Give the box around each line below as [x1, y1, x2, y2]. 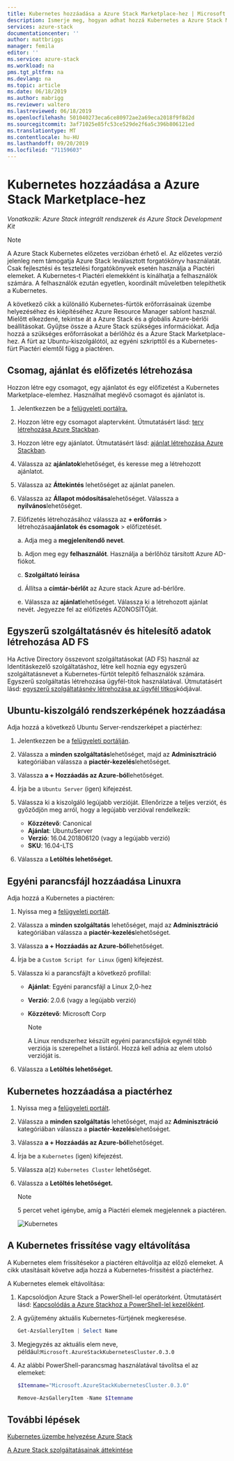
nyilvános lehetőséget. [17, 501, 82, 510]
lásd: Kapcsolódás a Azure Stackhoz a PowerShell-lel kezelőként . [17, 1300, 205, 1309]
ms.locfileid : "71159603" [7, 147, 82, 154]
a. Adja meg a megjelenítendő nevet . [17, 536, 125, 544]
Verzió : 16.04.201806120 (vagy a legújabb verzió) [27, 834, 171, 843]
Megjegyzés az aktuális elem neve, [17, 1339, 118, 1349]
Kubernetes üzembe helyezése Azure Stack [7, 1432, 133, 1441]
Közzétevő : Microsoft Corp [27, 1010, 107, 1018]
